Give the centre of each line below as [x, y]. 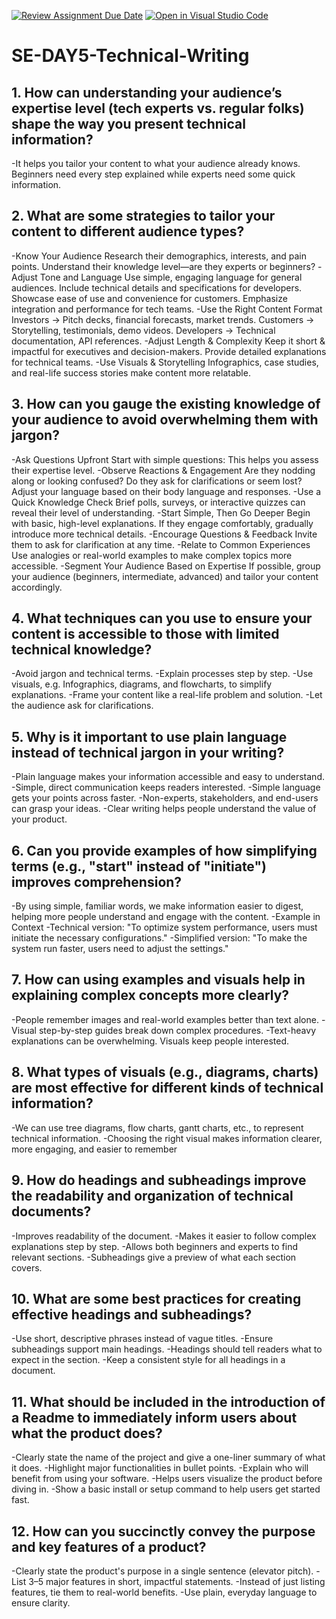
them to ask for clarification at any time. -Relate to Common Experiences [161, 544]
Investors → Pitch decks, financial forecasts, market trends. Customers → [163, 319]
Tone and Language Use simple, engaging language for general [171, 277]
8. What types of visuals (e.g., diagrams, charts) [165, 1072]
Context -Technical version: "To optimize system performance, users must [164, 927]
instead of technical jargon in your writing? [148, 752]
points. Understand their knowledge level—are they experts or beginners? [163, 266]
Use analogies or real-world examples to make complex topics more [152, 555]
